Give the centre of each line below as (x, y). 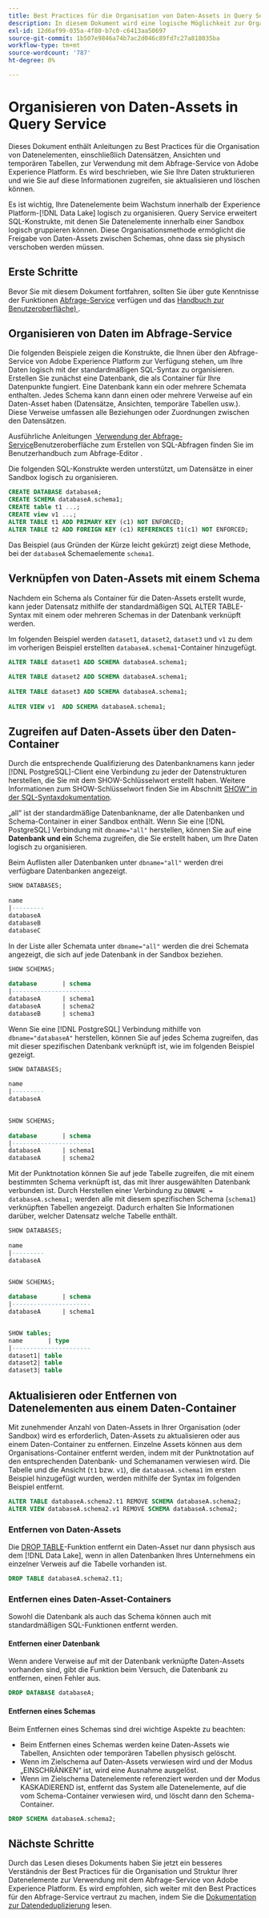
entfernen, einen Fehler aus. (55, 1678)
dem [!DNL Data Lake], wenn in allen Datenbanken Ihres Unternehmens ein (132, 1556)
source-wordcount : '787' (50, 53)
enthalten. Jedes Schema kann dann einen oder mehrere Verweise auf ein (130, 395)
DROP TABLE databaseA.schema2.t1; (66, 1579)
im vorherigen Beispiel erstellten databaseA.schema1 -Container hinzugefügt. (132, 647)
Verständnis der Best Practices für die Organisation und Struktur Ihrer (123, 1872)
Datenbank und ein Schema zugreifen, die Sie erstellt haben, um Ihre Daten (133, 839)
